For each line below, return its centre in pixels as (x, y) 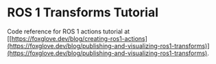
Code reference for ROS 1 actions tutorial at (69, 31)
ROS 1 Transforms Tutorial (83, 13)
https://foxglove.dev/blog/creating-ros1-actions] (79, 38)
